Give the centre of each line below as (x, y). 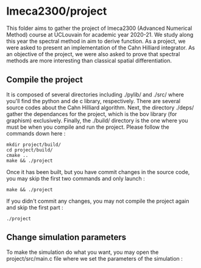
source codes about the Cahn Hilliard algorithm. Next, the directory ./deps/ (100, 107)
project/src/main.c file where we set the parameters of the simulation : (94, 258)
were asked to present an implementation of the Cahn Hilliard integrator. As (100, 48)
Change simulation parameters (66, 237)
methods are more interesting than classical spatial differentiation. (89, 60)
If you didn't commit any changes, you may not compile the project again (98, 201)
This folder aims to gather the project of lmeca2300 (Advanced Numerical (99, 28)
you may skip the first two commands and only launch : (76, 178)
